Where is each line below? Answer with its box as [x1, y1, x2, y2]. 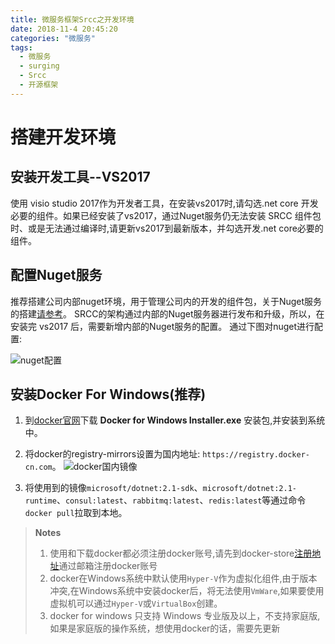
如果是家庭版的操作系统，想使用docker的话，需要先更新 [49, 622, 281, 635]
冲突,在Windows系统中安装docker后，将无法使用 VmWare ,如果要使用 [49, 585, 325, 597]
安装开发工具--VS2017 [10, 169, 151, 186]
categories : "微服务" [10, 33, 96, 43]
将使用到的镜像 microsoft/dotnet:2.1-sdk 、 [24, 482, 203, 494]
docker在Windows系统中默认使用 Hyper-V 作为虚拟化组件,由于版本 [49, 572, 318, 585]
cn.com [24, 462, 53, 473]
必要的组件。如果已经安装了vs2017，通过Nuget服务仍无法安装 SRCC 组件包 [10, 209, 322, 221]
